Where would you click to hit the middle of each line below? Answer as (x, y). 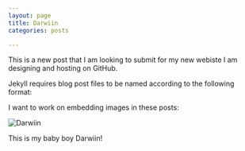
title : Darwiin (33, 23)
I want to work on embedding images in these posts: (94, 107)
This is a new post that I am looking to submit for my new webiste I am (123, 60)
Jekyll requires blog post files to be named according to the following (121, 83)
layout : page (30, 15)
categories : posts (38, 30)
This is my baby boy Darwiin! (56, 138)
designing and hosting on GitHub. (63, 68)
